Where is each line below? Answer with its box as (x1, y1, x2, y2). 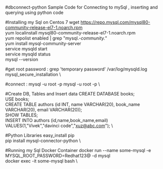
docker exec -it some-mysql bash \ (5, 158, 78, 164)
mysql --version (5, 56, 39, 62)
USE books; (5, 96, 30, 102)
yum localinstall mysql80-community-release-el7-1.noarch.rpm (5, 30, 136, 35)
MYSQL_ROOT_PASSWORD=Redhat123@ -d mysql (5, 152, 110, 158)
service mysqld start (5, 46, 48, 51)
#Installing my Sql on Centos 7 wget (5, 19, 80, 25)
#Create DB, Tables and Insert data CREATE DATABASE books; (5, 91, 135, 96)
